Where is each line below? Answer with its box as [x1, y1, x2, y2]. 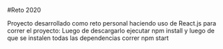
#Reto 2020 [7, 6, 42, 14]
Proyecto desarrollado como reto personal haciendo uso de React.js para [7, 19, 217, 27]
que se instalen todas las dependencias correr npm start [7, 34, 169, 42]
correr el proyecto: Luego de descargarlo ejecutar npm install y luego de [7, 27, 215, 35]
